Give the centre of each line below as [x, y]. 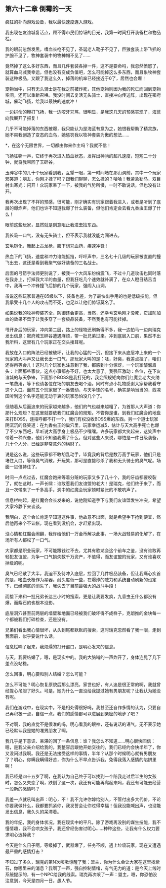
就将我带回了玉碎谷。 [35, 162]
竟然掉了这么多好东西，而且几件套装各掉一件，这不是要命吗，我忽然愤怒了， [83, 66]
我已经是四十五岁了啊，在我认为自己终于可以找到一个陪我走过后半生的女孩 [81, 776]
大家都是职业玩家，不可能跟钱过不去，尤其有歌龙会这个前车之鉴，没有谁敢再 [83, 550]
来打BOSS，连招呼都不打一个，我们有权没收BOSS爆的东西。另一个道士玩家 [82, 419]
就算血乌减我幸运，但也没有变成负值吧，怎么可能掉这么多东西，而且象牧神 [81, 72]
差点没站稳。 [18, 663]
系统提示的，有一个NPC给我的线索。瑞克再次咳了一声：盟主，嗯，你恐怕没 [81, 874]
